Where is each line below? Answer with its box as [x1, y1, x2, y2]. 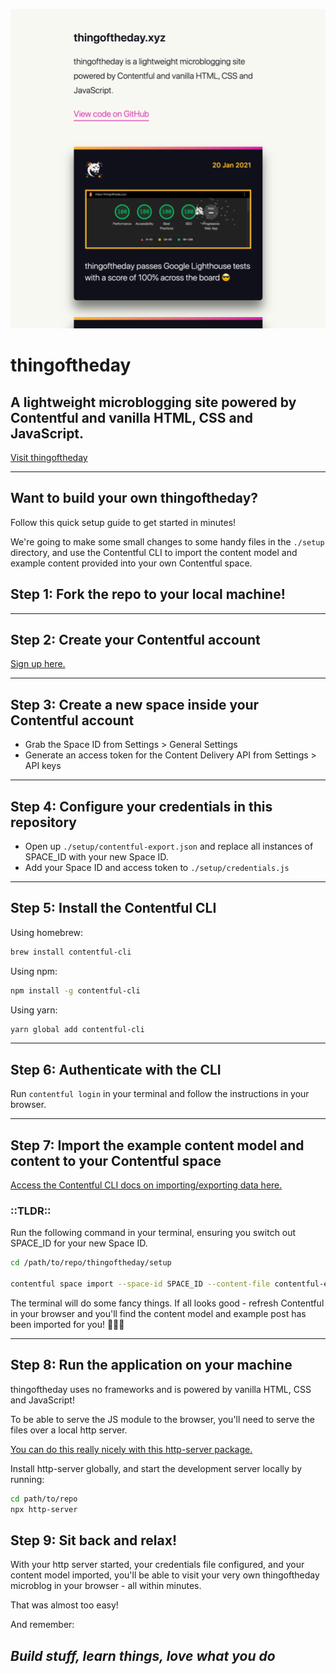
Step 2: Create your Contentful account [10, 632, 261, 648]
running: [10, 1473, 45, 1485]
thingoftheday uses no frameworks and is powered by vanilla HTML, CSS [10, 1383, 312, 1395]
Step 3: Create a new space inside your [10, 696, 260, 713]
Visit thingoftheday [10, 451, 88, 463]
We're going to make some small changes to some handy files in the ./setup [10, 535, 325, 548]
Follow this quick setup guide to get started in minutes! [10, 516, 237, 528]
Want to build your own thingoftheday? [10, 490, 259, 507]
